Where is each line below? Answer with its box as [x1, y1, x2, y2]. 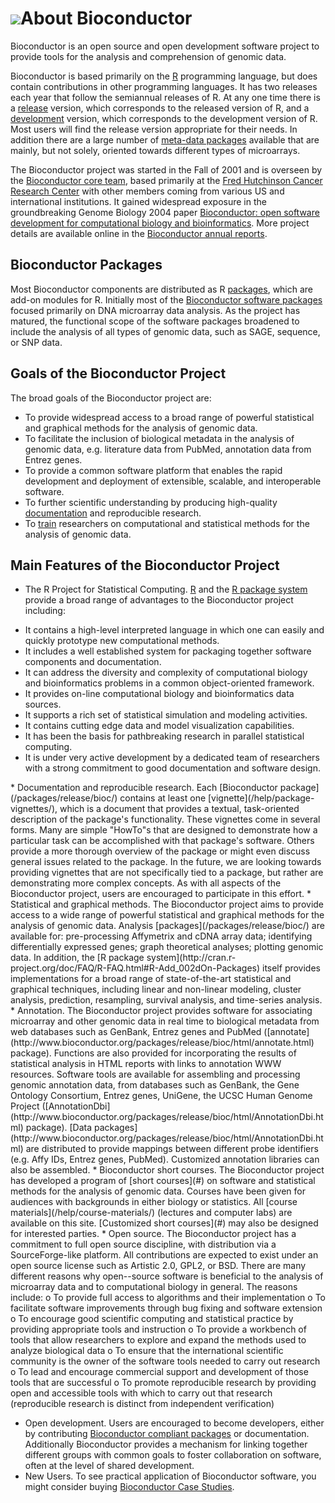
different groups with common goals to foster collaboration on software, [24, 1449, 322, 1461]
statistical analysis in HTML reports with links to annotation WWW [10, 1058, 282, 1070]
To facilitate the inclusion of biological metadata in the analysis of [24, 432, 295, 444]
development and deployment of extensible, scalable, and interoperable [24, 475, 322, 487]
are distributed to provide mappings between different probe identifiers [25, 1143, 319, 1155]
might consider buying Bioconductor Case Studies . [24, 1481, 235, 1493]
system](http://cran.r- [146, 952, 237, 964]
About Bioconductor [20, 7, 193, 30]
